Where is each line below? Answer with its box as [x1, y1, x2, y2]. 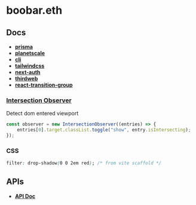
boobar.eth [6, 4, 63, 17]
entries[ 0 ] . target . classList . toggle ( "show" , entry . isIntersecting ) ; [17, 127, 191, 133]
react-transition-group [14, 81, 73, 88]
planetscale [14, 50, 45, 57]
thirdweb [14, 75, 38, 82]
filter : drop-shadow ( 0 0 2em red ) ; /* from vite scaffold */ [6, 160, 162, 166]
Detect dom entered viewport [6, 110, 79, 117]
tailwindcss [14, 62, 45, 69]
